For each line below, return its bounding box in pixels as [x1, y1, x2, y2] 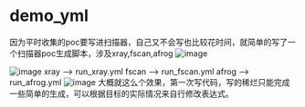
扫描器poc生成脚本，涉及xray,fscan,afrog [16, 47, 174, 59]
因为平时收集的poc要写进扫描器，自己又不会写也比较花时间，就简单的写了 [9, 36, 288, 47]
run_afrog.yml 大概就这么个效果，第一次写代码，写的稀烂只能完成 [9, 76, 290, 87]
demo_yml [9, 5, 89, 26]
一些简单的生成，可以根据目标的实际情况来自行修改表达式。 [9, 88, 234, 99]
